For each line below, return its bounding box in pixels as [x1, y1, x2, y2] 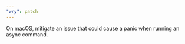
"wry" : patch [6, 8, 38, 15]
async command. [6, 31, 48, 38]
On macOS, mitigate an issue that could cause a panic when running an [6, 25, 180, 32]
